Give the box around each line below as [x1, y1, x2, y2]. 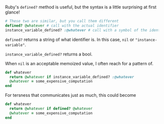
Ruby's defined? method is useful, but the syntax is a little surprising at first [5, 4, 157, 10]
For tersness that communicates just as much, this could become [5, 92, 137, 98]
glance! [5, 9, 20, 15]
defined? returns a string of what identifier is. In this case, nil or [5, 36, 134, 42]
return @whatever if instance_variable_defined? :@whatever [9, 74, 134, 79]
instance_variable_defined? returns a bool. [5, 51, 93, 57]
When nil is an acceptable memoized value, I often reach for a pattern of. [5, 60, 154, 66]
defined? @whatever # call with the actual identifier [5, 23, 119, 28]
